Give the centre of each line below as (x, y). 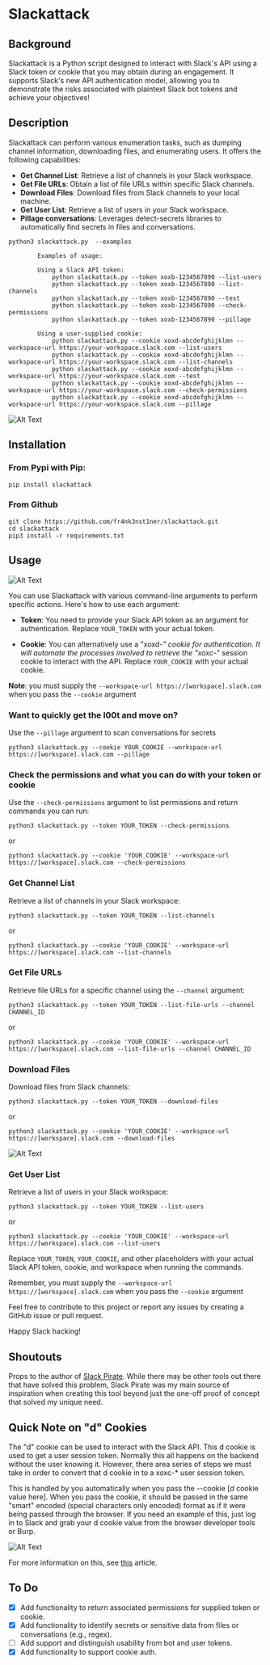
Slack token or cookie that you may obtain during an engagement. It (121, 72)
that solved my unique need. (56, 1402)
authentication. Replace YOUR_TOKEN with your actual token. (117, 628)
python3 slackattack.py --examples (70, 242)
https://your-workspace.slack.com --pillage (135, 404)
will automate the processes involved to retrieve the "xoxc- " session (134, 652)
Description (38, 123)
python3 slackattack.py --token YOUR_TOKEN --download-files (114, 1102)
